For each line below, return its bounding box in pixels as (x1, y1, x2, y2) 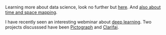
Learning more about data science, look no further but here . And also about (5, 4, 161, 10)
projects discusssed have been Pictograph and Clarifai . (5, 24, 119, 30)
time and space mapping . (5, 9, 57, 15)
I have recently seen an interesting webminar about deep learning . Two (5, 19, 151, 25)
